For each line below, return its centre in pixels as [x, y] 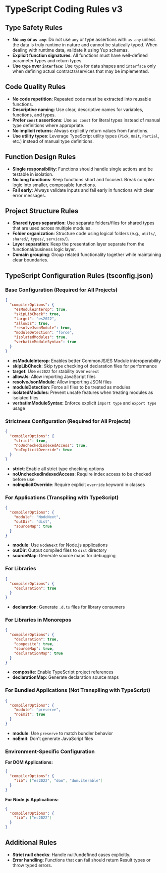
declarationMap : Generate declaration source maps [65, 677]
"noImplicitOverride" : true [43, 450]
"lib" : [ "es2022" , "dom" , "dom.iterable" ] [58, 781]
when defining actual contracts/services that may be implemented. [81, 71]
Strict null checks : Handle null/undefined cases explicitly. [71, 855]
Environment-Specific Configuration [50, 751]
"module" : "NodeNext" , [37, 517]
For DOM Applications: [29, 762]
